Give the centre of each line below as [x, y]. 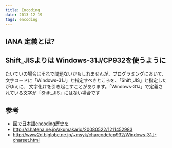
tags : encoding [22, 19]
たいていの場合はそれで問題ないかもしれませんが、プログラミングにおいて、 [86, 73]
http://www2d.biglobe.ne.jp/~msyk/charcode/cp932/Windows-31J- [84, 135]
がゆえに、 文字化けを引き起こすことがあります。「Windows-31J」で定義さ [84, 86]
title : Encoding [23, 10]
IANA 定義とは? [30, 41]
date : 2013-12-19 [24, 15]
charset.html [26, 140]
